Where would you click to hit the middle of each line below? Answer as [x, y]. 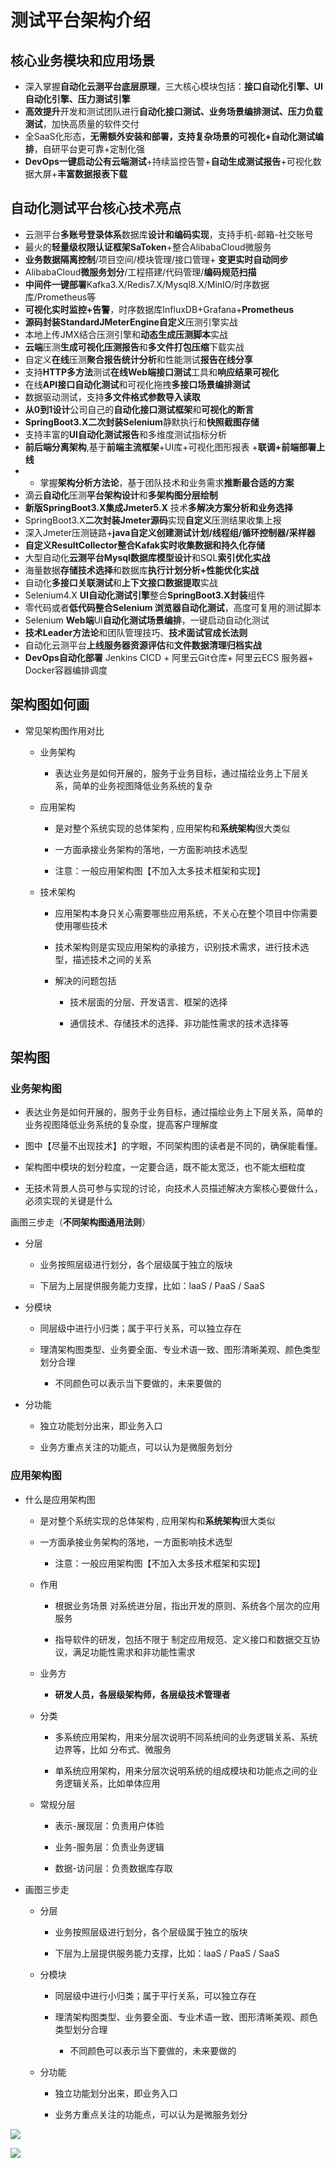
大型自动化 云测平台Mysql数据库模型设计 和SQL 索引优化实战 [147, 557]
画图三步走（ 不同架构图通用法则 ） [80, 1222]
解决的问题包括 [85, 980]
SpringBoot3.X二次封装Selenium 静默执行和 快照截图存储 [142, 422]
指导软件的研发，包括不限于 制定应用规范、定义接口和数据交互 [183, 1639]
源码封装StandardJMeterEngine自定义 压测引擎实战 [131, 322]
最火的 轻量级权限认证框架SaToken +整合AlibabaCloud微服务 [148, 247]
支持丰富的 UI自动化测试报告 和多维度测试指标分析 [125, 434]
